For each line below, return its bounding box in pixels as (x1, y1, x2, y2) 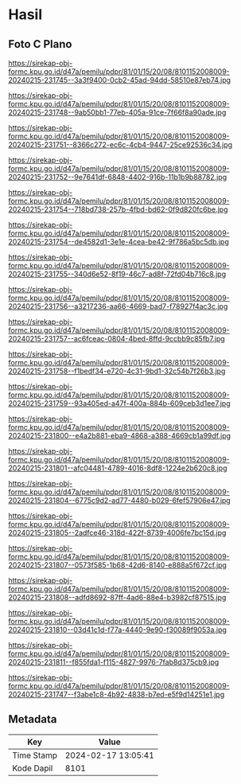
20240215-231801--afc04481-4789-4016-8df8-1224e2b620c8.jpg (8, 463, 227, 473)
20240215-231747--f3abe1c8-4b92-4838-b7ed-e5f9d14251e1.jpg (8, 690, 225, 699)
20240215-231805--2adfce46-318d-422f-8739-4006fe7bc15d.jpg (8, 528, 227, 537)
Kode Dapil (12, 763, 53, 774)
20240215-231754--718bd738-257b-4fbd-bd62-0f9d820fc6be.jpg (8, 205, 228, 214)
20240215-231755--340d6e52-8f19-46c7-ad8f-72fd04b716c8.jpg (8, 269, 227, 279)
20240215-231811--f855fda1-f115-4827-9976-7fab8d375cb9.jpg (8, 657, 220, 666)
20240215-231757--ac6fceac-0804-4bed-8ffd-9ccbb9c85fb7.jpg (8, 334, 225, 343)
